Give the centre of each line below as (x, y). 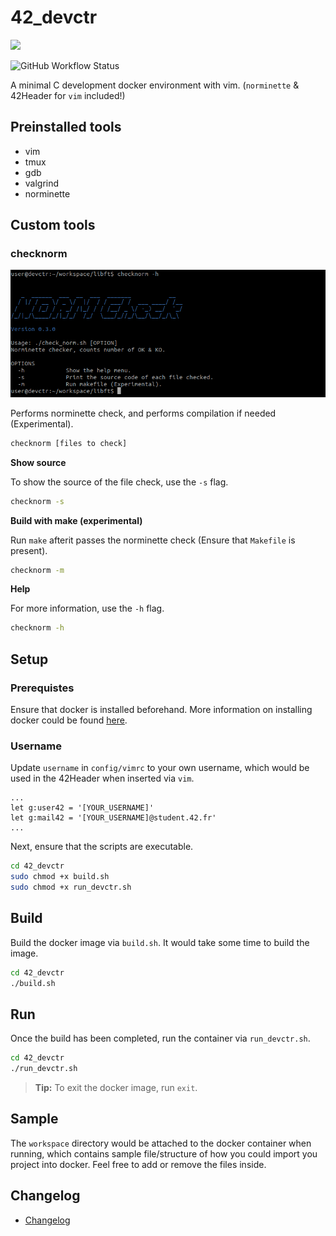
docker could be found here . (69, 720)
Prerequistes (42, 688)
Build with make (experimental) (76, 520)
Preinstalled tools (66, 127)
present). (29, 550)
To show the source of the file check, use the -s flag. (119, 482)
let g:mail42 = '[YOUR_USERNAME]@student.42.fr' (113, 818)
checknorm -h (37, 628)
